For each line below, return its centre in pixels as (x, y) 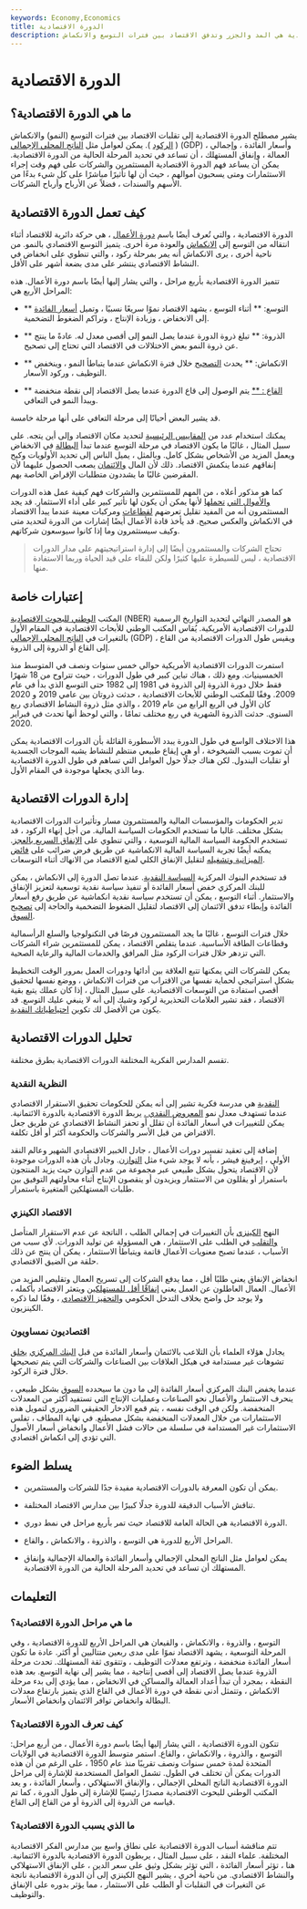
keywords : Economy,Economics (66, 18)
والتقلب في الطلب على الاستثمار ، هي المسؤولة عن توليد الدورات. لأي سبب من (144, 1242)
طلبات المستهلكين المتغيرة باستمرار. (72, 1188)
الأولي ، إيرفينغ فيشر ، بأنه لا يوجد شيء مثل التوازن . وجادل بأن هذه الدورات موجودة (150, 1160)
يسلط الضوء (41, 1465)
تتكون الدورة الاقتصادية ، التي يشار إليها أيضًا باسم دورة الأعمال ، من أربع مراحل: (145, 1744)
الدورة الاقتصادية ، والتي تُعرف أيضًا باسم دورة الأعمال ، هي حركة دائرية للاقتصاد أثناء (152, 234)
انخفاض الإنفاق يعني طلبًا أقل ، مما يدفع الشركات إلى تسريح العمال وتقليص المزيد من (154, 1279)
